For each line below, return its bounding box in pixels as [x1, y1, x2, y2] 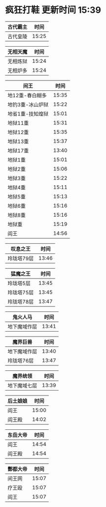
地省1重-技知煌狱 [7, 110, 49, 117]
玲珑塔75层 [7, 289, 34, 296]
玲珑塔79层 [7, 255, 34, 262]
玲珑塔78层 [7, 298, 34, 305]
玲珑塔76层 [7, 357, 34, 364]
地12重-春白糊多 [7, 92, 47, 99]
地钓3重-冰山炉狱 [7, 101, 49, 108]
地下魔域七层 [7, 382, 38, 389]
